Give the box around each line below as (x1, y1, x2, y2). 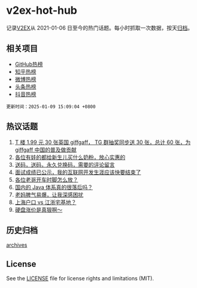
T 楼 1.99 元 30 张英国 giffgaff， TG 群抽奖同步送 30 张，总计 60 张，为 (14, 139, 191, 146)
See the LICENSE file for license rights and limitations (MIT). (6, 275, 154, 282)
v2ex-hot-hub (6, 4, 78, 17)
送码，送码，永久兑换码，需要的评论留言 (14, 161, 115, 168)
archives (6, 241, 28, 249)
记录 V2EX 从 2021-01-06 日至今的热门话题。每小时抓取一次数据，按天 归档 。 (6, 24, 193, 31)
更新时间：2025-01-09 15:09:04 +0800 (6, 103, 96, 110)
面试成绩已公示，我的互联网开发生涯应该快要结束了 (14, 169, 141, 176)
